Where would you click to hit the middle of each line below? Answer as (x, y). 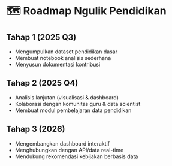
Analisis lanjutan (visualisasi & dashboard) (67, 97)
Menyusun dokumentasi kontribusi (58, 64)
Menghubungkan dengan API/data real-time (69, 150)
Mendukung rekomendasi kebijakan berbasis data (76, 156)
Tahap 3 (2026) (36, 129)
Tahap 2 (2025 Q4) (42, 83)
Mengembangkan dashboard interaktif (62, 143)
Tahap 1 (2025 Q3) (41, 37)
